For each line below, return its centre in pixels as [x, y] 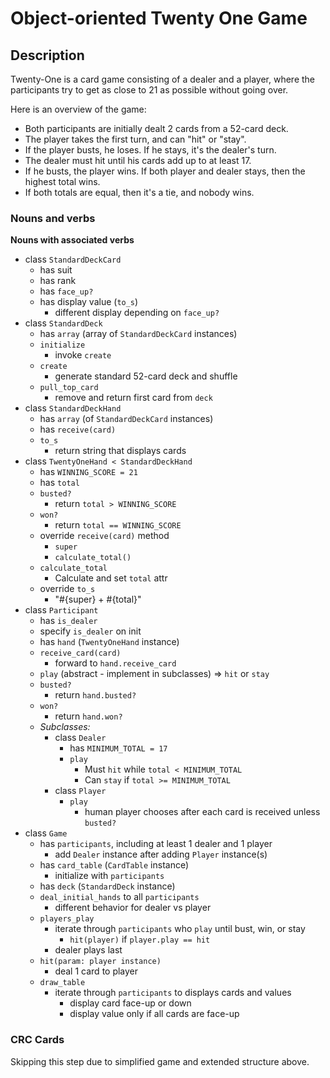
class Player [80, 791]
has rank [58, 281]
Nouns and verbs [53, 218]
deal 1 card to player [96, 971]
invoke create [83, 355]
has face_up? [66, 291]
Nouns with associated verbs [72, 240]
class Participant [61, 610]
